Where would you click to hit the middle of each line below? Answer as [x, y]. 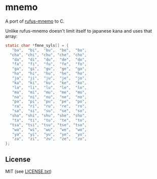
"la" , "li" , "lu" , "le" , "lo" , [49, 87]
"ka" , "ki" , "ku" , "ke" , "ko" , [49, 83]
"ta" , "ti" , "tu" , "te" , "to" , [49, 120]
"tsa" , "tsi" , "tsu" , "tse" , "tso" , [48, 125]
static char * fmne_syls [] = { [37, 45]
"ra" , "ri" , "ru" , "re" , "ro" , [49, 106]
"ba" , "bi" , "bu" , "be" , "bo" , [49, 50]
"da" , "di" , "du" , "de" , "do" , [49, 59]
